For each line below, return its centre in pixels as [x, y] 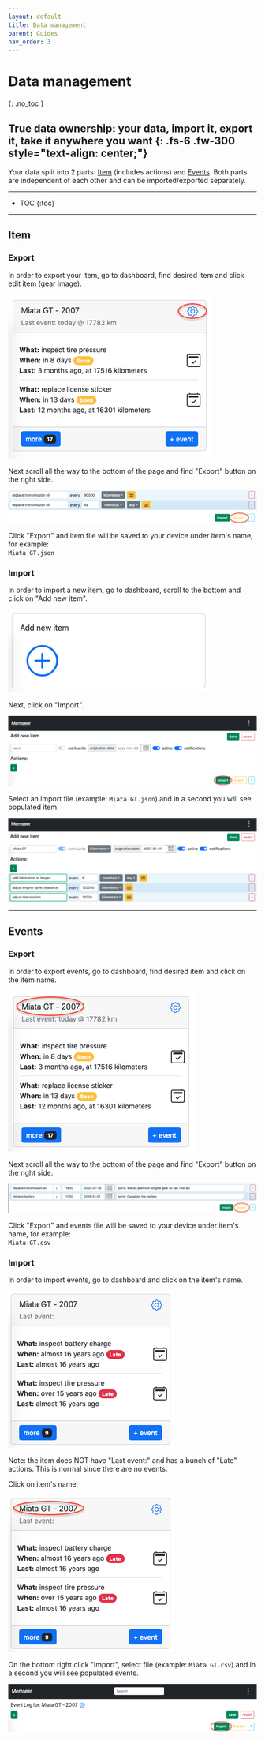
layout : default [35, 17]
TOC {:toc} [37, 203]
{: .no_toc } [26, 103]
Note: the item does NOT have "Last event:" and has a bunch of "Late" [123, 1461]
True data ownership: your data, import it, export [131, 128]
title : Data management [47, 25]
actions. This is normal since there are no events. [88, 1469]
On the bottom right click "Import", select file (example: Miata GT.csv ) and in [132, 1665]
